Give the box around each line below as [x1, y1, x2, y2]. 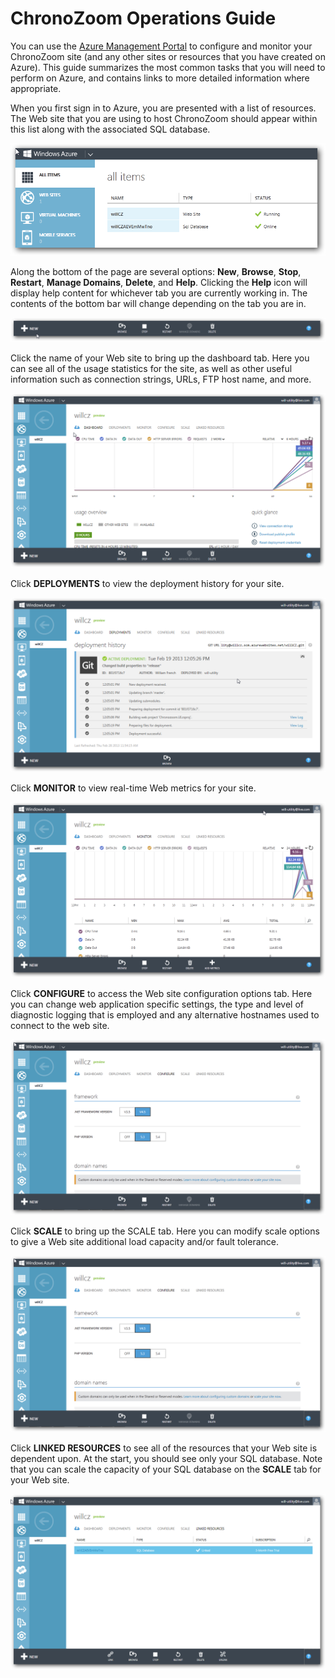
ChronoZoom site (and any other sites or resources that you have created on [10, 50, 326, 62]
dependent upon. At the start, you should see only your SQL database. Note [10, 1452, 323, 1464]
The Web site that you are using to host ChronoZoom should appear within [10, 112, 318, 124]
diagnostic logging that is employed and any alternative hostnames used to [10, 1008, 320, 1021]
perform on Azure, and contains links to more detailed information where [10, 72, 310, 84]
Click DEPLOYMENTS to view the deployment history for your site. [10, 578, 285, 590]
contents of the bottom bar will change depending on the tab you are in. [10, 297, 307, 309]
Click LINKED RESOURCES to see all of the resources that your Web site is [10, 1442, 318, 1454]
